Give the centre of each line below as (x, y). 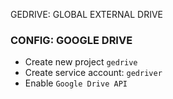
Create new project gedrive (81, 62)
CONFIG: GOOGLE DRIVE (71, 40)
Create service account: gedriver (93, 73)
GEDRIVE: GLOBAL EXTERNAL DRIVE (87, 14)
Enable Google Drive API (76, 83)
